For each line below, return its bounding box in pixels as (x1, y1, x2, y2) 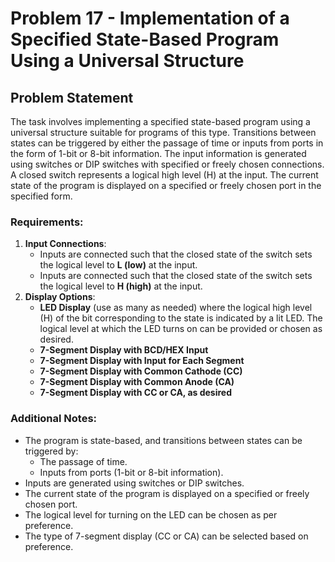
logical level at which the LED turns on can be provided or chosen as (39, 323, 323, 335)
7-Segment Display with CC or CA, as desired (39, 387, 233, 399)
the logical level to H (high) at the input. (39, 280, 203, 292)
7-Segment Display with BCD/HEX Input (39, 344, 209, 356)
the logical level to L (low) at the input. (39, 259, 198, 271)
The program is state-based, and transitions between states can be (24, 434, 303, 446)
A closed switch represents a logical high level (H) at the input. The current (10, 169, 319, 181)
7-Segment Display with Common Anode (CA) (39, 376, 235, 388)
